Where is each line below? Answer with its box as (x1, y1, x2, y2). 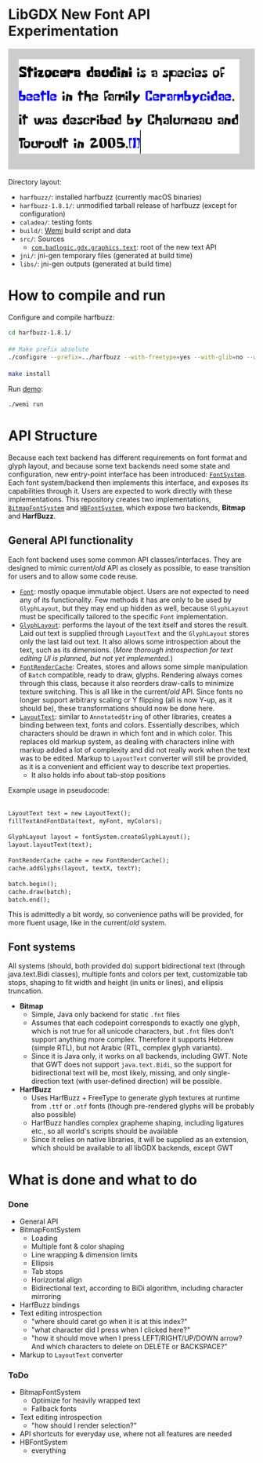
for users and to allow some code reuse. (8, 571, 139, 581)
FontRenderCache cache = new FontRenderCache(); (8, 856, 170, 864)
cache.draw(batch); (8, 888, 72, 896)
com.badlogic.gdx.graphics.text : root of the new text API (31, 242, 217, 252)
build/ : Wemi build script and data (19, 225, 131, 235)
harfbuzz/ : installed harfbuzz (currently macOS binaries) (19, 192, 202, 202)
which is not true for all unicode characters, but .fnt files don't (31, 1027, 234, 1036)
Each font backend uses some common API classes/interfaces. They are (8, 555, 243, 564)
